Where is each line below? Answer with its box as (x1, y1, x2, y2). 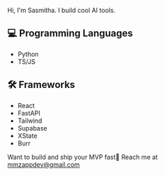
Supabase (17, 123, 47, 132)
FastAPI (17, 109, 40, 117)
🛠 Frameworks (7, 79, 76, 91)
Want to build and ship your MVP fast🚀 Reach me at (7, 153, 158, 161)
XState (17, 131, 38, 140)
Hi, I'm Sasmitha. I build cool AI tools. (7, 6, 115, 14)
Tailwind (17, 116, 42, 125)
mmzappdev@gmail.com (7, 160, 80, 169)
